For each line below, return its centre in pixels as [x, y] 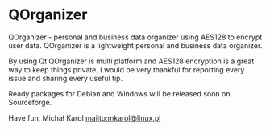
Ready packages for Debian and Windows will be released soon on [119, 93]
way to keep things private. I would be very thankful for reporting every [127, 69]
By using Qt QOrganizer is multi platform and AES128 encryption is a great [131, 61]
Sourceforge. [30, 102]
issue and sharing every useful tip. [66, 78]
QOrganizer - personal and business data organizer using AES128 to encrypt [135, 37]
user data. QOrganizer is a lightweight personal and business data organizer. [135, 45]
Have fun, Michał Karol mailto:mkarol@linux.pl [85, 117]
